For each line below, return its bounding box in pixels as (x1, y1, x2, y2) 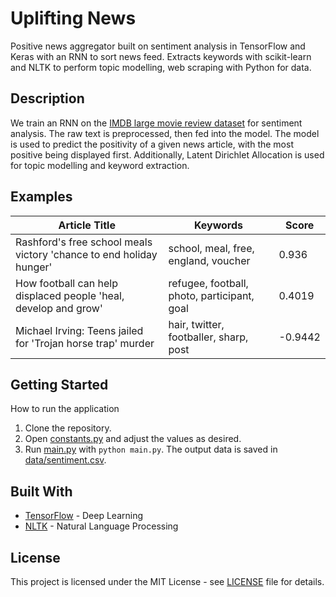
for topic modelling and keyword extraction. (10, 159, 190, 171)
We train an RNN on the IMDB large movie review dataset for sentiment (10, 117, 303, 129)
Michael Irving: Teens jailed (15, 323, 144, 337)
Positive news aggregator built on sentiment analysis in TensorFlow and (10, 40, 306, 52)
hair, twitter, (168, 317, 225, 331)
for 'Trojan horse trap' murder (15, 336, 155, 350)
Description (10, 90, 85, 107)
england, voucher (168, 253, 251, 267)
